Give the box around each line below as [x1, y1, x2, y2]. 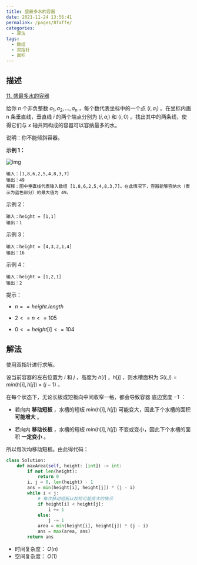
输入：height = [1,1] [6, 214, 56, 220]
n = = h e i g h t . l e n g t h [14, 303, 64, 310]
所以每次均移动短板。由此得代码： [6, 446, 89, 453]
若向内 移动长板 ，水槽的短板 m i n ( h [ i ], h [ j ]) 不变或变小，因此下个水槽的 [14, 426, 186, 433]
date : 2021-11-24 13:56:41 [6, 14, 72, 20]
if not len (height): [27, 468, 78, 474]
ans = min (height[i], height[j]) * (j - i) [27, 485, 135, 491]
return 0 [37, 474, 59, 480]
